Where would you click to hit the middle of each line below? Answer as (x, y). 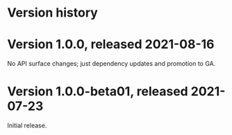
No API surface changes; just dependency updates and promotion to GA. (111, 64)
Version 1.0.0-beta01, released (98, 92)
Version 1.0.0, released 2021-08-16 (111, 45)
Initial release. (27, 125)
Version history (53, 13)
